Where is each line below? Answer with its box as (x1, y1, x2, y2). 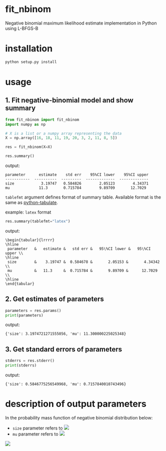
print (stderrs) (5, 363, 37, 368)
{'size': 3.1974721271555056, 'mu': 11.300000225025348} (5, 331, 126, 336)
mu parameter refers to (12, 431, 58, 437)
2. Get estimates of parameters (5, 295, 104, 303)
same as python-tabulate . (5, 199, 58, 205)
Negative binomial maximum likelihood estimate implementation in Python (5, 20, 157, 26)
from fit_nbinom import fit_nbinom (5, 117, 79, 122)
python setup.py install (5, 59, 57, 64)
